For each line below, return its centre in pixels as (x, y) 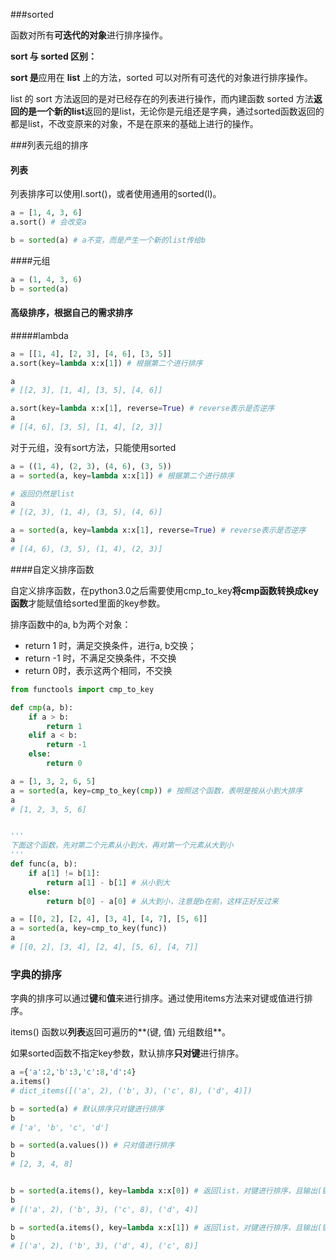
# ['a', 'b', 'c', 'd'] (60, 1127)
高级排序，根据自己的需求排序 (71, 313)
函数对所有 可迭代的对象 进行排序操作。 (89, 35)
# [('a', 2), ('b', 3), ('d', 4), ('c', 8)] (104, 1246)
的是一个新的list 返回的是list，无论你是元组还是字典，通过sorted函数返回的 (171, 111)
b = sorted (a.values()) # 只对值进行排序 (92, 1145)
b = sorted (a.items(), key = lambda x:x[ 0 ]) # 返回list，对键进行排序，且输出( (166, 1191)
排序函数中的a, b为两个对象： (71, 624)
